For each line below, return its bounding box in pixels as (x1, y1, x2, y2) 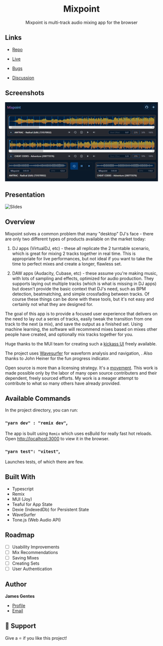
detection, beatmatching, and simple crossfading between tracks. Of (12, 291, 149, 297)
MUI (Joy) (12, 496, 33, 502)
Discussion (12, 74, 34, 81)
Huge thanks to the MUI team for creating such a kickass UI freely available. (5, 341, 157, 346)
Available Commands (5, 394, 71, 402)
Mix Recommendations (12, 549, 58, 555)
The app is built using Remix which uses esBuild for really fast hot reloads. (5, 431, 152, 436)
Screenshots (5, 89, 45, 97)
